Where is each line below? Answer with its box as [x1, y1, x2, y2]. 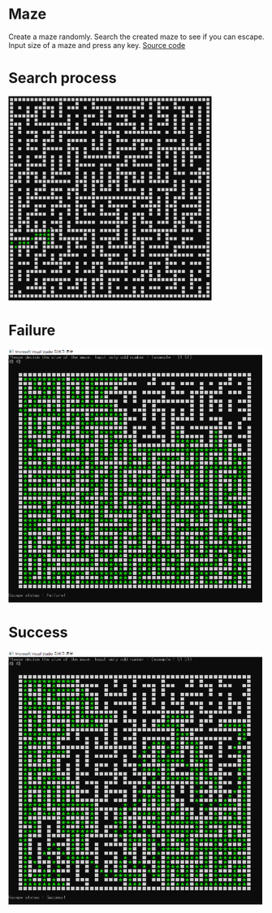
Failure [8, 322, 56, 340]
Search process [8, 69, 117, 88]
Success [8, 623, 68, 642]
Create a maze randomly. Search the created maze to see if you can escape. [8, 32, 265, 41]
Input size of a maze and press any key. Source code [8, 40, 186, 50]
